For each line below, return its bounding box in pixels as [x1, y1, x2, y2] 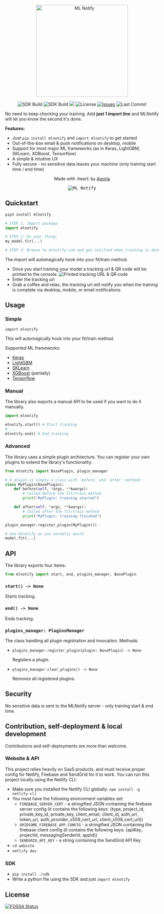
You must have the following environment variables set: [12, 795, 123, 801]
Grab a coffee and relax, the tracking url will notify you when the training [12, 282, 158, 288]
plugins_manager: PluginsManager [5, 627, 84, 633]
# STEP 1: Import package [5, 221, 58, 226]
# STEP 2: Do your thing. [5, 234, 58, 240]
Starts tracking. [5, 593, 36, 600]
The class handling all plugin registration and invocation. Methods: [5, 637, 139, 644]
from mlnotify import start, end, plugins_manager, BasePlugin [5, 572, 137, 577]
